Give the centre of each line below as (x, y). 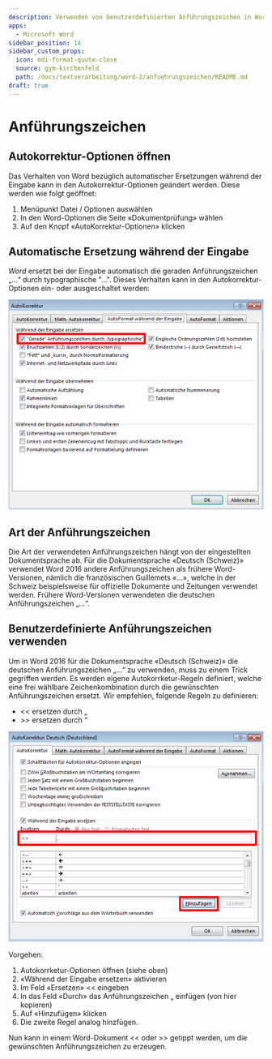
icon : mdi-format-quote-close (66, 60)
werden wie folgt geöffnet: (53, 193)
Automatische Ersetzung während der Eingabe (129, 252)
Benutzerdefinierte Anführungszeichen (110, 629)
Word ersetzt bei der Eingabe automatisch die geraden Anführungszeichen (133, 271)
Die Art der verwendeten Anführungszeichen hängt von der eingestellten (130, 552)
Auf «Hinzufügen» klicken (63, 1013)
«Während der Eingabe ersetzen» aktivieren (93, 979)
